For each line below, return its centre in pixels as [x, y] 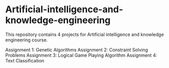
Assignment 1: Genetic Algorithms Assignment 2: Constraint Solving [77, 50]
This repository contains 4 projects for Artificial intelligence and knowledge [84, 34]
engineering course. [27, 40]
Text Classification [25, 60]
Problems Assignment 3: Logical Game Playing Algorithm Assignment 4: [81, 55]
